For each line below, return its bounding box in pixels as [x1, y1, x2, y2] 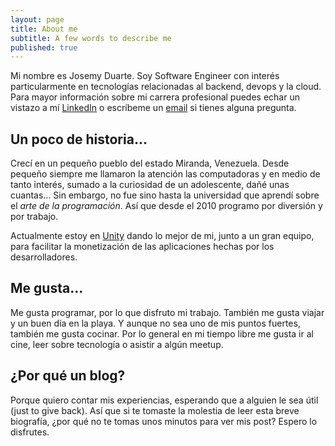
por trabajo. [10, 211, 59, 223]
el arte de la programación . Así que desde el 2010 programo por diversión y [10, 200, 323, 212]
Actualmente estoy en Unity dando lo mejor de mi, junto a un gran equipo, [10, 230, 315, 242]
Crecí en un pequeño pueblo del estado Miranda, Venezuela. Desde [10, 157, 290, 170]
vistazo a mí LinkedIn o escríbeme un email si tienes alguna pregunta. [10, 102, 297, 114]
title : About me [10, 24, 78, 34]
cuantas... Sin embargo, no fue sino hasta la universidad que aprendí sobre [10, 189, 320, 201]
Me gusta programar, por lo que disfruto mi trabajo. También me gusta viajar [10, 306, 325, 318]
